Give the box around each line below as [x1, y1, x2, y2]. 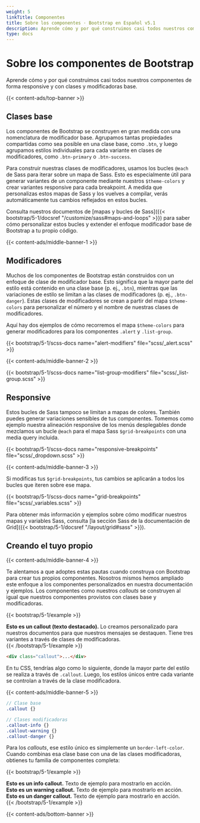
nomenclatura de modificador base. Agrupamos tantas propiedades [6, 134, 173, 141]
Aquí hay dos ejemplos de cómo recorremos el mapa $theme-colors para [6, 321, 185, 329]
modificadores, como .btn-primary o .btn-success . [6, 153, 132, 160]
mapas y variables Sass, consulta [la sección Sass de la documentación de [6, 517, 190, 524]
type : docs [6, 31, 33, 37]
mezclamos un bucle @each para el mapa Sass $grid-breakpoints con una [6, 427, 186, 435]
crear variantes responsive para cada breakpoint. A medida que [6, 183, 162, 191]
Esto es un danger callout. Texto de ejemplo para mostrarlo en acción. [6, 793, 180, 800]
